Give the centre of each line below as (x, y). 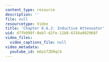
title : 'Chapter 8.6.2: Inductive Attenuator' (55, 28)
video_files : (19, 38)
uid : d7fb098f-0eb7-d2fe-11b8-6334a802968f (52, 33)
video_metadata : (22, 47)
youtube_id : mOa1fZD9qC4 (36, 51)
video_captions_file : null (38, 42)
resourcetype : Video (27, 24)
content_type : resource (30, 10)
